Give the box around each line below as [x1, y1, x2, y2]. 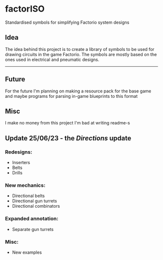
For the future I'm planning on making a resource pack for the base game [5, 88, 151, 94]
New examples [12, 249, 42, 255]
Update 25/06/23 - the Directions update [5, 134, 131, 142]
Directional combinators [12, 203, 60, 209]
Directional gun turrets [12, 198, 57, 204]
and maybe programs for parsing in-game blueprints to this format [5, 93, 138, 99]
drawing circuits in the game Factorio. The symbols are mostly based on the [5, 51, 157, 57]
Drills [12, 170, 23, 176]
